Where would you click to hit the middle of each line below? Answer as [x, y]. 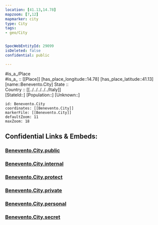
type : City [16, 24]
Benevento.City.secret [33, 217]
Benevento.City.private [34, 190]
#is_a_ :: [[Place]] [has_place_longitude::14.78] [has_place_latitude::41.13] [79, 79]
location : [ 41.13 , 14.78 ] [31, 10]
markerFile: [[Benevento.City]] [38, 112]
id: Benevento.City [25, 104]
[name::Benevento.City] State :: [37, 84]
